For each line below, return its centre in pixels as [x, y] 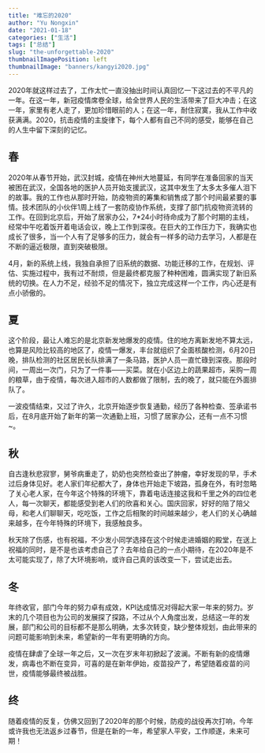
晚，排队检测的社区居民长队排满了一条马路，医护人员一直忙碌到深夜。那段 [129, 360]
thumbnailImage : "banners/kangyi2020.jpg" [79, 67]
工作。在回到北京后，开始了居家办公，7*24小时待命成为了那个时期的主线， [131, 217]
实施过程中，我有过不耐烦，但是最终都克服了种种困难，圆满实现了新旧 [136, 273]
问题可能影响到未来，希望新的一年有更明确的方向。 [91, 637]
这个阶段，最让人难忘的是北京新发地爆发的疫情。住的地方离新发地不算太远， [132, 341]
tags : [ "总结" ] [32, 45]
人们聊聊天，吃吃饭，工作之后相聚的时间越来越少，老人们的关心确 [142, 513]
